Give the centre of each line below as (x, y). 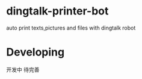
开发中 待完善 (23, 69)
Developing (35, 52)
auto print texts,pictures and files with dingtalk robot (71, 28)
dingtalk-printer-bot (57, 11)
